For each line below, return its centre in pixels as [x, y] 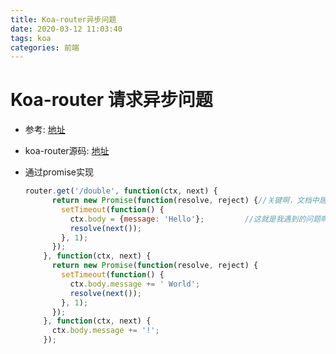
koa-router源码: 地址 [67, 151]
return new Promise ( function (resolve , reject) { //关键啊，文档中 [185, 201]
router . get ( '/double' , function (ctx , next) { [121, 191]
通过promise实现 [59, 172]
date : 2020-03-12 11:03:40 [66, 29]
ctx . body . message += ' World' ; [135, 284]
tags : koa [31, 38]
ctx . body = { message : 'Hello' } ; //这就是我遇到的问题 [195, 219]
